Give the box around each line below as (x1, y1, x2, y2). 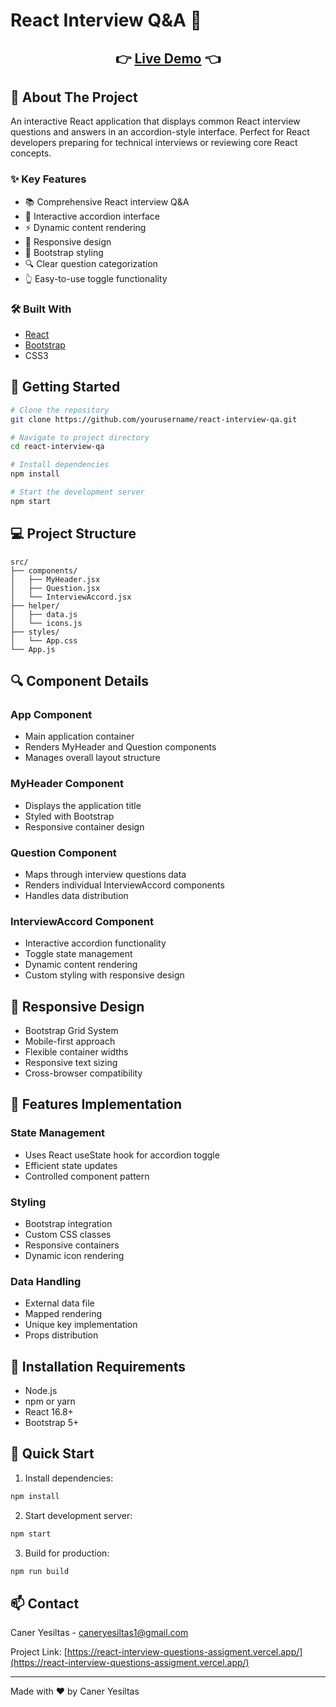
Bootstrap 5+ (24, 1417, 80, 1429)
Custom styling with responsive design (24, 969, 185, 981)
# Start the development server (10, 487, 145, 498)
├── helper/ (10, 600, 60, 611)
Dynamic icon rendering (24, 1249, 125, 1261)
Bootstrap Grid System (24, 1025, 119, 1036)
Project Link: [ (10, 1646, 68, 1658)
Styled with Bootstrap (24, 810, 115, 822)
